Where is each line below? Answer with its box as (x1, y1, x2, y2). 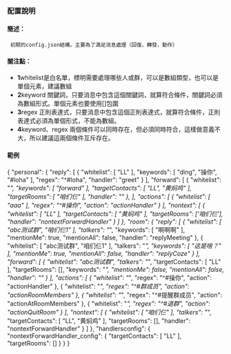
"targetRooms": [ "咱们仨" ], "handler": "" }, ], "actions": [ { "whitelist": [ (7, 192, 211, 201)
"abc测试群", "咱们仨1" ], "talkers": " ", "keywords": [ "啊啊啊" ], (7, 226, 185, 234)
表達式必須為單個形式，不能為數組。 (17, 117, 121, 125)
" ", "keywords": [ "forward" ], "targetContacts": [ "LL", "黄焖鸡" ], (7, 184, 192, 192)
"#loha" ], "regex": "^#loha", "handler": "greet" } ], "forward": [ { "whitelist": (7, 175, 222, 184)
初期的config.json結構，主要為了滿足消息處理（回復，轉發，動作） (10, 41, 178, 49)
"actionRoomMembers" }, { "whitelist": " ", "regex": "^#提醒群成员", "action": (7, 291, 223, 299)
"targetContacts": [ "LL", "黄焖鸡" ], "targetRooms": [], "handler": (7, 316, 191, 325)
